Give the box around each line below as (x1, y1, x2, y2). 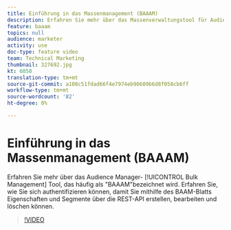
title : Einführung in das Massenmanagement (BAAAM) (7, 10, 158, 17)
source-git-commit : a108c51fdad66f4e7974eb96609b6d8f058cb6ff (7, 81, 189, 87)
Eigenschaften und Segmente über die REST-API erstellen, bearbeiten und (7, 194, 217, 203)
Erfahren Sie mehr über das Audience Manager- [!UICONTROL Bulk (7, 173, 198, 181)
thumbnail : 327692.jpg (7, 61, 72, 68)
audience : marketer (7, 36, 63, 43)
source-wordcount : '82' (7, 94, 76, 101)
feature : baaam (7, 23, 51, 30)
